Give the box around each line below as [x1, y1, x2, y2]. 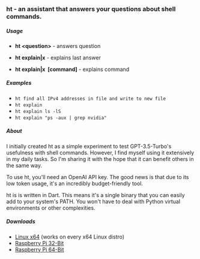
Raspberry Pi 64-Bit [14, 246, 64, 253]
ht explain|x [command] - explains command [14, 66, 130, 73]
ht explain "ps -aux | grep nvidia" [14, 115, 107, 121]
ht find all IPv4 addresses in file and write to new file [14, 96, 166, 102]
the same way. [6, 162, 42, 169]
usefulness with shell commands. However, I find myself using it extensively [6, 149, 195, 156]
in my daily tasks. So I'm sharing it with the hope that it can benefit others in [6, 155, 194, 162]
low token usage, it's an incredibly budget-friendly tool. [6, 180, 143, 187]
